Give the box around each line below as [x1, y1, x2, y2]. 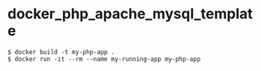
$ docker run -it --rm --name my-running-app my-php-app [7, 55, 201, 63]
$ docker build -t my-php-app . [7, 48, 115, 56]
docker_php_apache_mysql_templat [7, 5, 253, 23]
